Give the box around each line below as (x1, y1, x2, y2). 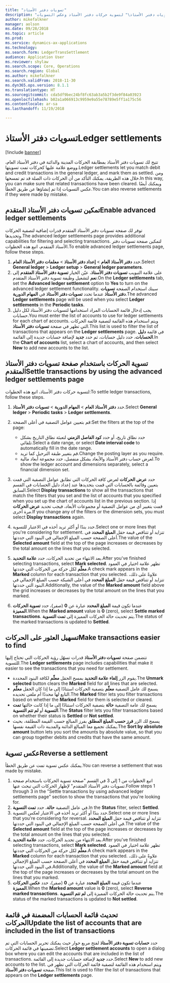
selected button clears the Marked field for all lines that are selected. (12, 680, 158, 686)
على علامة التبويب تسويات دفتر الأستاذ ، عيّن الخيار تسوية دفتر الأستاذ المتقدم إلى (12, 269, 162, 275)
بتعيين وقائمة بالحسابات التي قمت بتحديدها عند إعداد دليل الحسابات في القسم (12, 481, 158, 487)
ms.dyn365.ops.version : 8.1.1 (5, 83, 69, 88)
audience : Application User (5, 54, 65, 60)
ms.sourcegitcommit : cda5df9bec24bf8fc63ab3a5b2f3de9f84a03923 (5, 92, 142, 97)
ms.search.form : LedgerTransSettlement (5, 50, 90, 55)
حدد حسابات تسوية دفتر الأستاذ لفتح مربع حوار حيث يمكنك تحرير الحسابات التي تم (5, 940, 158, 946)
